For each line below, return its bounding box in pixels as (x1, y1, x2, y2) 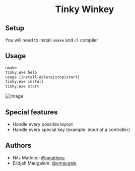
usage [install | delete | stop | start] (5, 74, 80, 79)
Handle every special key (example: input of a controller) (12, 126, 130, 133)
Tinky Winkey (55, 4, 114, 15)
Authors (5, 141, 32, 150)
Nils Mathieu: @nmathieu (12, 154, 65, 160)
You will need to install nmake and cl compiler (5, 37, 98, 43)
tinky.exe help (5, 70, 37, 75)
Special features (5, 108, 58, 116)
